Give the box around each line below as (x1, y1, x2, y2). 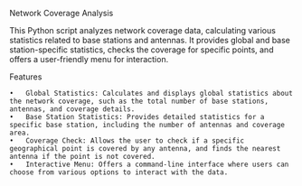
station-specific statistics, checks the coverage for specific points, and (9, 44, 274, 55)
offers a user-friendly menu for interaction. (9, 54, 169, 64)
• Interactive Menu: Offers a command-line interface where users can (9, 160, 289, 169)
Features (9, 71, 42, 82)
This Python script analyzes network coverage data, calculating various (9, 25, 276, 35)
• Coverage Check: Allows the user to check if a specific (9, 136, 245, 145)
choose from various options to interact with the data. (9, 168, 229, 177)
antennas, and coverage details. (9, 105, 136, 114)
